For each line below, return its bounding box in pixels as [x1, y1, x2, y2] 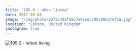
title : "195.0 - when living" [5, 7, 70, 13]
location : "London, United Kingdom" [5, 21, 83, 27]
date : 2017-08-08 [5, 12, 42, 17]
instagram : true [5, 26, 40, 31]
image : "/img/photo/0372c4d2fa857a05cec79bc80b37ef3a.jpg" [5, 17, 133, 22]
